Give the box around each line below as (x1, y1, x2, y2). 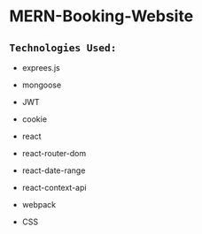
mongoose (21, 79, 62, 90)
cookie (21, 114, 47, 125)
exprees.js (21, 63, 60, 72)
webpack (21, 200, 56, 209)
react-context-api (21, 183, 87, 192)
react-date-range (21, 165, 86, 176)
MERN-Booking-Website (9, 6, 194, 26)
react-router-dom (21, 148, 87, 158)
